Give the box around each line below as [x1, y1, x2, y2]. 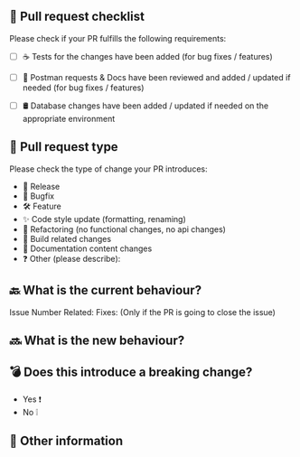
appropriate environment [22, 113, 116, 124]
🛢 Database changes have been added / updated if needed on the [22, 100, 269, 111]
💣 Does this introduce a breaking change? [9, 365, 253, 380]
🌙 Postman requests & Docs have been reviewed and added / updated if [22, 71, 291, 82]
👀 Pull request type [9, 139, 119, 154]
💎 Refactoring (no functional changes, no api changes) [22, 223, 226, 235]
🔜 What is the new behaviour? [9, 332, 185, 348]
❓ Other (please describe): [22, 253, 121, 264]
